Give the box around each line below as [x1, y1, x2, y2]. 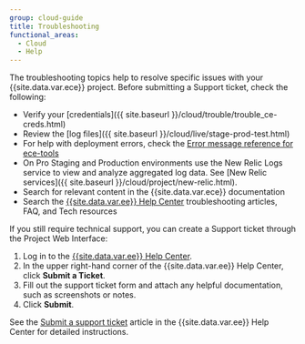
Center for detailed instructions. [9, 327, 129, 338]
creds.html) [22, 119, 66, 130]
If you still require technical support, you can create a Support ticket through [9, 224, 297, 235]
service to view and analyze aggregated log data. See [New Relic [22, 167, 268, 178]
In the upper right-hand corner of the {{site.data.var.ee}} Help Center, [22, 260, 284, 271]
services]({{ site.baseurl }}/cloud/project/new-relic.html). [22, 177, 238, 187]
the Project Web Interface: [9, 233, 108, 244]
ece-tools [22, 147, 59, 159]
